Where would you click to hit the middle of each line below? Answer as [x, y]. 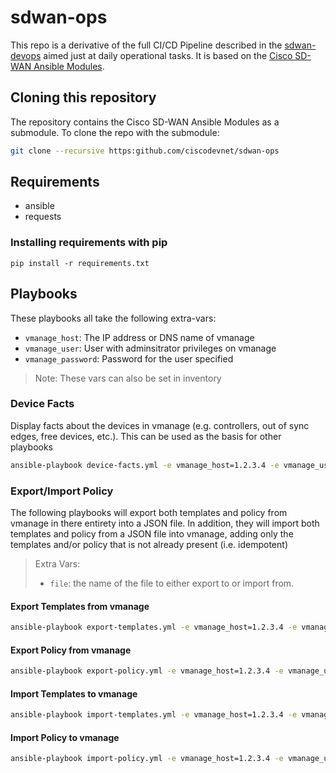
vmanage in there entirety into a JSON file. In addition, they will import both [165, 523]
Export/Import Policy [62, 491]
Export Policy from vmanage [71, 650]
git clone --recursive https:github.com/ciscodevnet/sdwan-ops [145, 151]
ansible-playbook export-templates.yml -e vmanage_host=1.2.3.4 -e [154, 627]
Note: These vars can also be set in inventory [128, 378]
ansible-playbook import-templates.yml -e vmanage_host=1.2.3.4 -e [154, 715]
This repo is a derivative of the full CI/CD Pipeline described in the [146, 45]
